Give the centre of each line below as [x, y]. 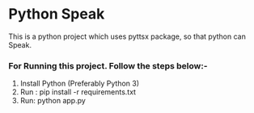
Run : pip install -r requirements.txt [78, 92]
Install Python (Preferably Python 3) [80, 84]
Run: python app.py [53, 101]
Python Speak [57, 14]
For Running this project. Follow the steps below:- [108, 65]
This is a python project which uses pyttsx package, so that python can [127, 36]
